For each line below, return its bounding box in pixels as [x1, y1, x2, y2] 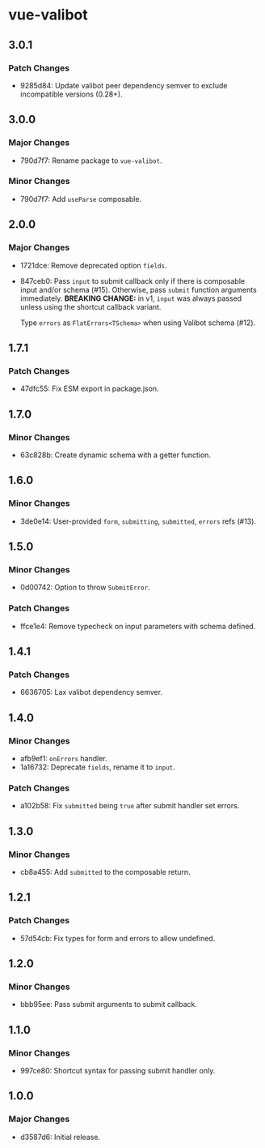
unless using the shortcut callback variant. [19, 302, 162, 311]
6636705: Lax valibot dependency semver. [19, 688, 163, 697]
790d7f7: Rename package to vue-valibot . [19, 156, 163, 165]
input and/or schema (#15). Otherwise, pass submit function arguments [19, 285, 257, 294]
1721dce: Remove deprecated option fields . [19, 260, 167, 270]
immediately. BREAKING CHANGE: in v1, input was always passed [19, 293, 242, 303]
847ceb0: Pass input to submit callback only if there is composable [19, 276, 245, 285]
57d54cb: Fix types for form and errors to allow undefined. [19, 933, 216, 943]
